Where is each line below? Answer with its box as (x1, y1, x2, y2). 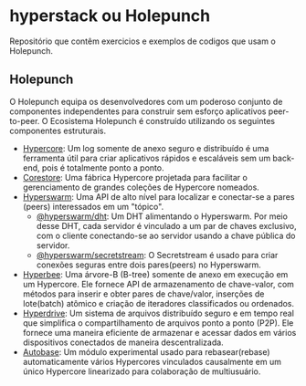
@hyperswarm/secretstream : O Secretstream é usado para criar (36, 249, 279, 260)
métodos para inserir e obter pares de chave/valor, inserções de (22, 288, 265, 299)
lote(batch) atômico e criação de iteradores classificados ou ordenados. (22, 297, 295, 308)
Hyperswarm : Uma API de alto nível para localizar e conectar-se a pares (22, 191, 295, 202)
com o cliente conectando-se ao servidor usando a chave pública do (36, 230, 296, 241)
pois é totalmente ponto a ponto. (41, 162, 164, 173)
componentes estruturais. (9, 125, 107, 136)
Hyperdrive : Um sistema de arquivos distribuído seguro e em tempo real (22, 308, 295, 318)
